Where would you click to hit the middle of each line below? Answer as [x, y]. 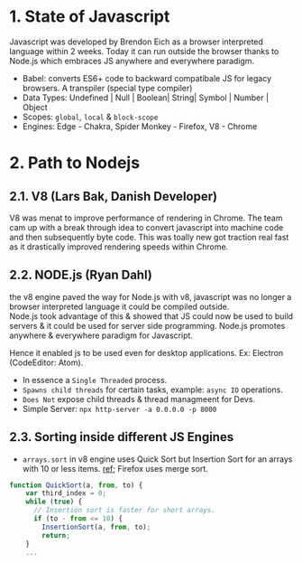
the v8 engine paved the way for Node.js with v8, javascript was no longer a [151, 296]
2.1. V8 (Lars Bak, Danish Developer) [114, 196]
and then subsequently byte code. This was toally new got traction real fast [149, 237]
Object [35, 107]
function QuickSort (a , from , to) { [76, 485]
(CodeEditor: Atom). [46, 362]
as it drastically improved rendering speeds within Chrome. [119, 247]
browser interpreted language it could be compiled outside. [119, 306]
